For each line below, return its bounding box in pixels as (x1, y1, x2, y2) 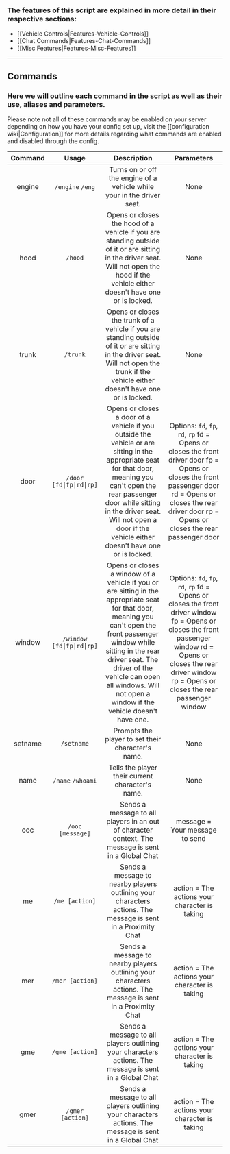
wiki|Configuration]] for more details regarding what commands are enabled (7, 130, 222, 138)
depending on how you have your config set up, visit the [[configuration (7, 122, 210, 130)
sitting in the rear (105, 646, 161, 656)
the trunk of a (111, 315, 155, 325)
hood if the (115, 270, 151, 280)
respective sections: (7, 14, 77, 23)
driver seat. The (107, 654, 159, 664)
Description (113, 153, 153, 162)
